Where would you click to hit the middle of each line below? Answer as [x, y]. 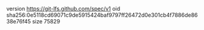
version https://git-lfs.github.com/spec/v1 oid [63, 9]
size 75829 [46, 21]
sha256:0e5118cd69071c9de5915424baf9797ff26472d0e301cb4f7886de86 [102, 15]
